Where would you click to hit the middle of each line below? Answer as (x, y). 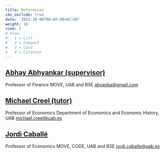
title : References (25, 10)
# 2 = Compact (22, 43)
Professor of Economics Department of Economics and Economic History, (82, 113)
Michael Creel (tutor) (39, 101)
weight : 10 (17, 24)
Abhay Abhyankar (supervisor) (55, 72)
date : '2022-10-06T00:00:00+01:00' (43, 19)
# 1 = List (19, 38)
